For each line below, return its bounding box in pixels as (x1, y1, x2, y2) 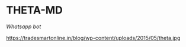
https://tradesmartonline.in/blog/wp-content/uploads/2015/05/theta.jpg (6, 34, 181, 41)
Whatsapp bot (6, 23, 41, 30)
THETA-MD (6, 4, 63, 17)
